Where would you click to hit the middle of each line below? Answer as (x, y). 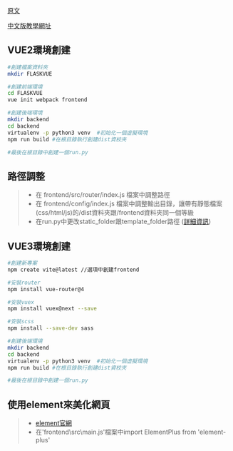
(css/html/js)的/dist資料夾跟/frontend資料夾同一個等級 (115, 213)
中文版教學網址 (29, 26)
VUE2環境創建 (39, 50)
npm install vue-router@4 (46, 289)
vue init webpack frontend (47, 100)
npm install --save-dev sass (51, 328)
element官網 (54, 423)
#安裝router (24, 283)
